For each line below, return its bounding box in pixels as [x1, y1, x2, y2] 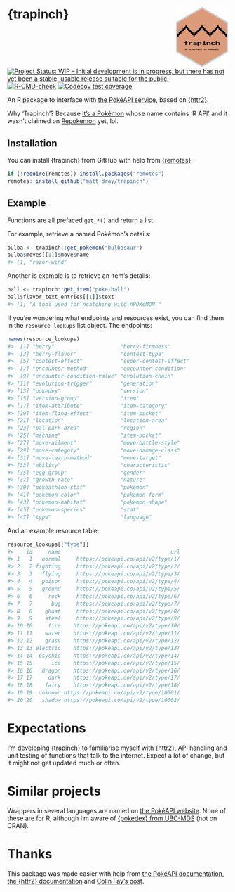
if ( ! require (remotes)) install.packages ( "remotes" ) [7, 170, 165, 177]
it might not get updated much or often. [7, 758, 121, 767]
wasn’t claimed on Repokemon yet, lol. [7, 117, 119, 125]
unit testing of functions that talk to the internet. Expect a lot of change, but [7, 751, 225, 759]
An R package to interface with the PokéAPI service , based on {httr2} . [7, 96, 209, 104]
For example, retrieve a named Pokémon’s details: [7, 229, 151, 238]
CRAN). [7, 821, 29, 829]
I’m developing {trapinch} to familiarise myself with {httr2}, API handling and [7, 744, 227, 752]
